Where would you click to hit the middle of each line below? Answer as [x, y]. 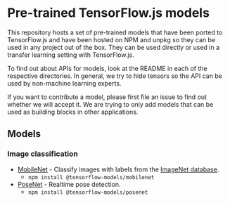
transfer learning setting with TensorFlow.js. [71, 55]
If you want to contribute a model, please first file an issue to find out [107, 97]
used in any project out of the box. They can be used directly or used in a [114, 47]
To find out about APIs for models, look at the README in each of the [107, 68]
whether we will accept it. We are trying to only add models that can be [110, 104]
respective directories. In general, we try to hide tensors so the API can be [115, 76]
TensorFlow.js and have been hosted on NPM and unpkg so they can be [111, 39]
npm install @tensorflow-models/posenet [88, 192]
